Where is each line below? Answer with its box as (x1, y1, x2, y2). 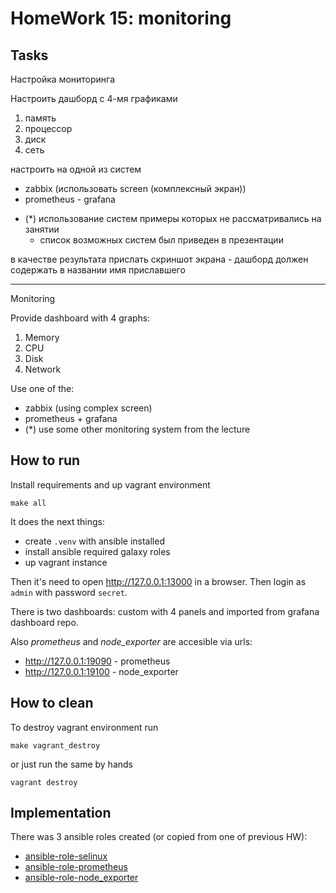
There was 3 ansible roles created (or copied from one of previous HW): (10, 831, 308, 843)
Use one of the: (10, 383, 75, 394)
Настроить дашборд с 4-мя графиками (10, 93, 178, 104)
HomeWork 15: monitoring (10, 7, 232, 30)
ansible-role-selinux (24, 850, 108, 862)
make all (10, 498, 47, 508)
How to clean (10, 695, 94, 712)
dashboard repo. (10, 616, 79, 628)
